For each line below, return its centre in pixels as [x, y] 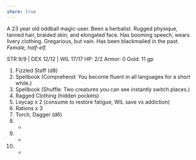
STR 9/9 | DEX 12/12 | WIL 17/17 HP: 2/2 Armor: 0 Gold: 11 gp [80, 59]
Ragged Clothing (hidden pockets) [57, 95]
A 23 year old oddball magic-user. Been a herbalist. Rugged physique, [92, 28]
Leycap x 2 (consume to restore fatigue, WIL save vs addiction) [93, 102]
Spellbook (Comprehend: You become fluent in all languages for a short [103, 76]
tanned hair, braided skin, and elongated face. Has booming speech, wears [98, 35]
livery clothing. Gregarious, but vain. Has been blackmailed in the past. [93, 41]
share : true [21, 12]
